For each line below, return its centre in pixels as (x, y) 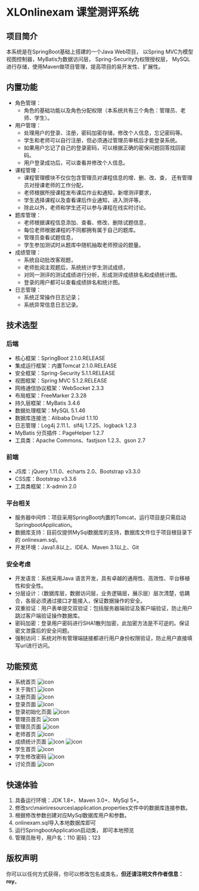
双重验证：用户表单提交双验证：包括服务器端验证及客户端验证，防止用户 (103, 608)
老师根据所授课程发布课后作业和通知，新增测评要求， (89, 193)
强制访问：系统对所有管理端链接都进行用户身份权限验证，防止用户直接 (101, 638)
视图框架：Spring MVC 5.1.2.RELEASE (61, 380)
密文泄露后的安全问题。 (43, 631)
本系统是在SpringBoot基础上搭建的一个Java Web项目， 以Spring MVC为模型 (100, 52)
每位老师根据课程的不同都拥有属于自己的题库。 (81, 230)
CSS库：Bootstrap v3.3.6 (46, 478)
